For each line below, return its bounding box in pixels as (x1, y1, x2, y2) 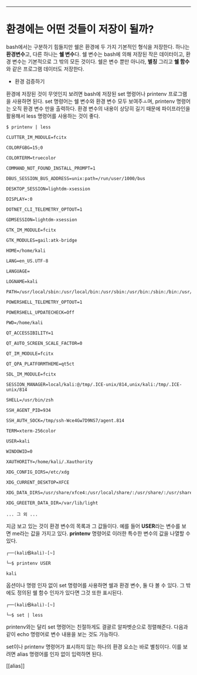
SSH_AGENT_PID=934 (6, 407, 51, 413)
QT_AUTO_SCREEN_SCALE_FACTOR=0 (6, 340, 83, 346)
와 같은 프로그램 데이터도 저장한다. (6, 65, 84, 72)
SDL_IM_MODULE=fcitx (6, 371, 57, 377)
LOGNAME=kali (6, 278, 38, 284)
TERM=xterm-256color (6, 428, 57, 434)
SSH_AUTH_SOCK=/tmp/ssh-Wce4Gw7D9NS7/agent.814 (6, 417, 125, 424)
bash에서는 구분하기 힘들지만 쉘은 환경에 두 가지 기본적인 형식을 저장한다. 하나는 (6, 43, 190, 50)
